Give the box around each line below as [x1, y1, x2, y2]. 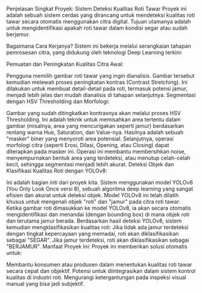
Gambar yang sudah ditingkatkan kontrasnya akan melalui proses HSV [6, 110, 181, 116]
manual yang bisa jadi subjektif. [6, 280, 84, 287]
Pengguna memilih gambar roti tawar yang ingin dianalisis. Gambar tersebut [6, 72, 195, 79]
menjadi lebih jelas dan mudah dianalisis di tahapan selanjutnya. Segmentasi [6, 92, 196, 98]
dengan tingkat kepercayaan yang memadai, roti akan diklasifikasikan [6, 230, 179, 237]
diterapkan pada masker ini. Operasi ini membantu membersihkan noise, [6, 148, 186, 155]
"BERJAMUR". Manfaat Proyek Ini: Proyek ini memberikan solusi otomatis [6, 243, 188, 250]
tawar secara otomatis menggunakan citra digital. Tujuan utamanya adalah [6, 18, 191, 25]
